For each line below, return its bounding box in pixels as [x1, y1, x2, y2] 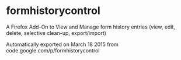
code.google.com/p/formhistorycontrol [6, 47, 100, 54]
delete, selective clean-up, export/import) [6, 29, 107, 36]
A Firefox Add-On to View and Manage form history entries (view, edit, [6, 23, 175, 30]
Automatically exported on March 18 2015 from [6, 41, 119, 48]
